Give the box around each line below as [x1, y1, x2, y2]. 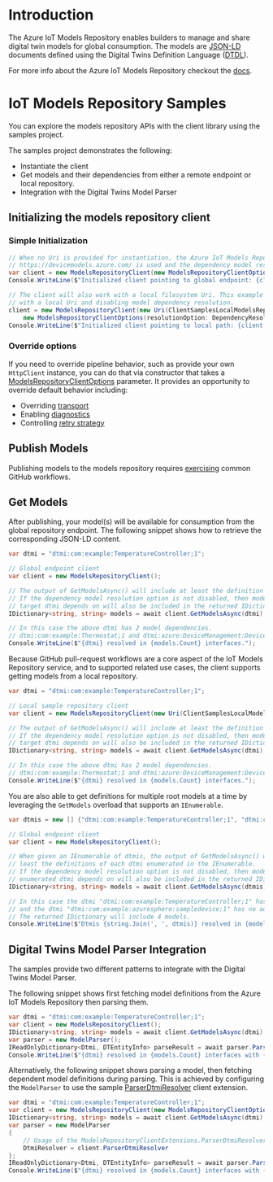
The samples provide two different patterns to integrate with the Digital [8, 964, 246, 974]
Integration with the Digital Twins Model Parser [19, 187, 177, 197]
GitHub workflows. [8, 472, 71, 482]
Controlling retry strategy [19, 417, 105, 428]
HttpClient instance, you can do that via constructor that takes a [8, 368, 225, 377]
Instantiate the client [19, 161, 89, 171]
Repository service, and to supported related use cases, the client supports [8, 663, 261, 673]
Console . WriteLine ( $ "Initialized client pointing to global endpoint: [8, 277, 253, 285]
